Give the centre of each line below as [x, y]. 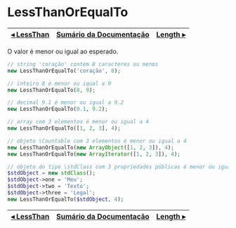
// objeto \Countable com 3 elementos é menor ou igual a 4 [97, 141]
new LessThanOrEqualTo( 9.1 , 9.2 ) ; [58, 109]
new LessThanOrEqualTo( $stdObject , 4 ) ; [66, 199]
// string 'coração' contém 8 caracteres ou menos [83, 64]
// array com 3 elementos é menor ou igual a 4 [78, 122]
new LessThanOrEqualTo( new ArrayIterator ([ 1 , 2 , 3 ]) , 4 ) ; [94, 154]
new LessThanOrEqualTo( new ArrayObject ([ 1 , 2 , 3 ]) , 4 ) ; [91, 147]
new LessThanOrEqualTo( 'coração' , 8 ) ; [64, 71]
